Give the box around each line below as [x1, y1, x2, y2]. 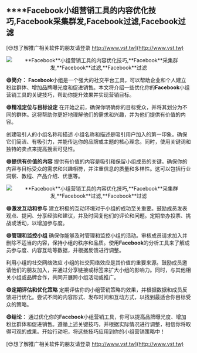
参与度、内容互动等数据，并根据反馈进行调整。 [11, 246, 124, 253]
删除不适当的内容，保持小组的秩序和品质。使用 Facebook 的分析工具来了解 [6, 239, 185, 246]
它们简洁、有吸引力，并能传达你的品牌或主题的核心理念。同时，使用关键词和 [6, 138, 191, 145]
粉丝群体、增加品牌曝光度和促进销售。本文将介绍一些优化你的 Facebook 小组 [6, 84, 190, 91]
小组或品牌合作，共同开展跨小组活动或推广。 [11, 273, 119, 280]
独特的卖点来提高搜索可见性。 [6, 145, 78, 152]
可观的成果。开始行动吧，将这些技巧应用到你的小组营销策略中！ [11, 328, 165, 335]
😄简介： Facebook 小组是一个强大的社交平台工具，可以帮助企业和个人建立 [6, 76, 186, 83]
